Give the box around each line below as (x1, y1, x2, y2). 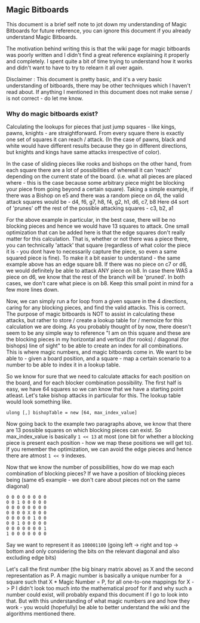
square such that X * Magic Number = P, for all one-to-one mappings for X (6, 578, 190, 585)
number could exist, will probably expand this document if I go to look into (6, 591, 189, 598)
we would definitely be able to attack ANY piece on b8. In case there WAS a (6, 267, 193, 274)
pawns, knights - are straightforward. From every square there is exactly (6, 130, 184, 137)
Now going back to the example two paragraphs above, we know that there (6, 420, 192, 427)
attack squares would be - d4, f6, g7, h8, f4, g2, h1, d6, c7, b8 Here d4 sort (6, 198, 189, 206)
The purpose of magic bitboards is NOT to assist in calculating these (6, 310, 175, 317)
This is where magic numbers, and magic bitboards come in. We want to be (6, 349, 192, 356)
